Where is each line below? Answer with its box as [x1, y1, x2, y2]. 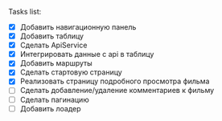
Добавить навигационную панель [19, 22, 137, 31]
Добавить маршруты [19, 58, 92, 68]
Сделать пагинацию [19, 95, 90, 104]
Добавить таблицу [19, 31, 84, 41]
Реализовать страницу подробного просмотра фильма [19, 76, 210, 87]
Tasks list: [8, 7, 42, 16]
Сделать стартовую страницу [19, 67, 122, 77]
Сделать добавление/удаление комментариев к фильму [19, 86, 215, 95]
